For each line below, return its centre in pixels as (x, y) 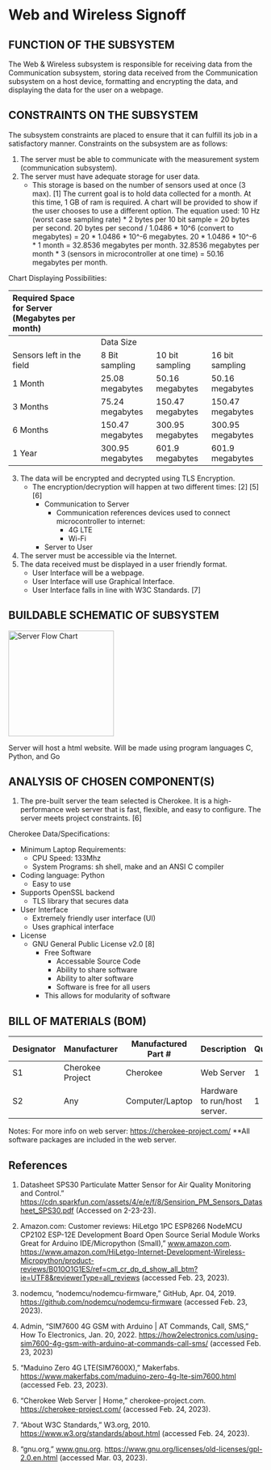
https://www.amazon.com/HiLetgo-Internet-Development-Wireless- (133, 1252)
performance (42, 810)
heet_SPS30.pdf (47, 1210)
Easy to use (51, 884)
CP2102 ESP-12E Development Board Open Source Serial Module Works (140, 1235)
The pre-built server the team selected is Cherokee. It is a (116, 801)
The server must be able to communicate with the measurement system (140, 159)
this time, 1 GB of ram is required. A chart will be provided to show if (145, 202)
